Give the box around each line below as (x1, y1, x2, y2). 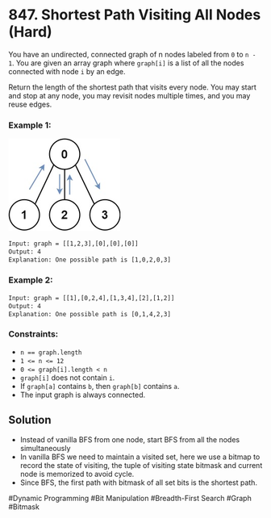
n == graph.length (19, 349, 82, 357)
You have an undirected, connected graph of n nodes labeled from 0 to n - (8, 49, 256, 59)
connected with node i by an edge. (8, 66, 127, 76)
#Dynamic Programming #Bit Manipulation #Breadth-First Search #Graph (8, 493, 252, 503)
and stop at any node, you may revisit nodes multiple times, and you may (8, 90, 251, 100)
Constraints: (8, 328, 59, 340)
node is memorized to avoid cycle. (19, 469, 135, 478)
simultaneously (19, 443, 71, 453)
